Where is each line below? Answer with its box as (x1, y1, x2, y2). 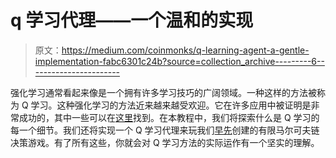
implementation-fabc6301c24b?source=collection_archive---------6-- (34, 55, 325, 67)
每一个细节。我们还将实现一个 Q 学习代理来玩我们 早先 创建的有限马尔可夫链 (10, 124, 320, 136)
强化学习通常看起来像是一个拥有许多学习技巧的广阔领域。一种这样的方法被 (10, 86, 317, 98)
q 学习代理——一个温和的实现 (10, 9, 254, 32)
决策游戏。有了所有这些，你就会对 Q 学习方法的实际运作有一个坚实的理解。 (10, 136, 320, 148)
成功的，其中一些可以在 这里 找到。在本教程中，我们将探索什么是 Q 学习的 (18, 111, 320, 123)
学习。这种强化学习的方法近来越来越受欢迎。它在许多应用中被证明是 (30, 99, 312, 111)
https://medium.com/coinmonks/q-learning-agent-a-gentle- (61, 44, 310, 56)
